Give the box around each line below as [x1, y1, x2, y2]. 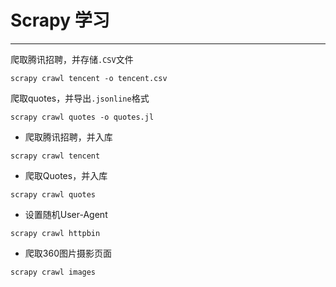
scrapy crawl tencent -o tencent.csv [10, 73, 168, 83]
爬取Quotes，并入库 [24, 169, 108, 181]
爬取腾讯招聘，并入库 [24, 131, 113, 143]
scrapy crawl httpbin [10, 228, 101, 238]
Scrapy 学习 [10, 9, 110, 32]
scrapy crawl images [10, 267, 97, 277]
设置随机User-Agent [24, 208, 108, 220]
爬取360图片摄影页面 [24, 247, 112, 259]
